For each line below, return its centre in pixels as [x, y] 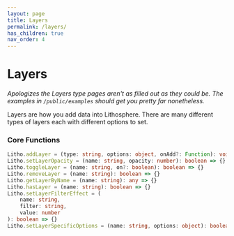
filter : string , [44, 207]
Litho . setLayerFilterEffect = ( [54, 193]
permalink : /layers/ [37, 27]
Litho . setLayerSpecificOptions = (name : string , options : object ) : [107, 226]
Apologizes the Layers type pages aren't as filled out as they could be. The [115, 94]
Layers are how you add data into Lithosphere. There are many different [110, 115]
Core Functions [34, 140]
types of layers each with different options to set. [78, 122]
